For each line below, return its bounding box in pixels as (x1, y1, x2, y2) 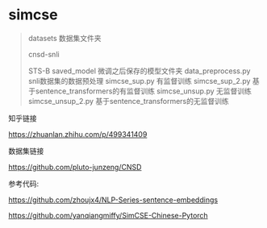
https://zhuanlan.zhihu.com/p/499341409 (8, 129, 148, 139)
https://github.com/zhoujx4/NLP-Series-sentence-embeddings (8, 195, 219, 205)
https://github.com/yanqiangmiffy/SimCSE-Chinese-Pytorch (8, 210, 208, 220)
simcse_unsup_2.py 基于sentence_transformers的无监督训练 (27, 96, 229, 106)
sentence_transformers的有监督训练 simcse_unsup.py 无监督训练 (35, 86, 252, 96)
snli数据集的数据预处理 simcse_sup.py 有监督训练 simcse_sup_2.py (27, 76, 251, 85)
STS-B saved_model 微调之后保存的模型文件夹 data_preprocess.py (27, 66, 251, 76)
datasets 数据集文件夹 (27, 33, 102, 43)
